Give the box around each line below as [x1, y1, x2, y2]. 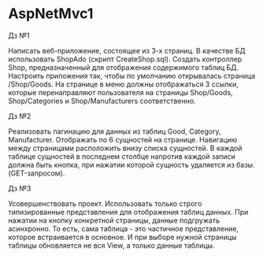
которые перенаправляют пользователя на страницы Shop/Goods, [8, 87, 234, 97]
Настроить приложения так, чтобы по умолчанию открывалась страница [8, 71, 256, 80]
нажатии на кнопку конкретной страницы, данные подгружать [8, 216, 220, 225]
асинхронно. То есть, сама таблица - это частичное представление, [8, 223, 239, 233]
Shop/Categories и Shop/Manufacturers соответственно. [8, 96, 196, 105]
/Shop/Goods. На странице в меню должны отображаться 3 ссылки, [8, 79, 239, 89]
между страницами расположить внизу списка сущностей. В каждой [8, 143, 243, 153]
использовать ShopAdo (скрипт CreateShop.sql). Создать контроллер [8, 54, 243, 64]
